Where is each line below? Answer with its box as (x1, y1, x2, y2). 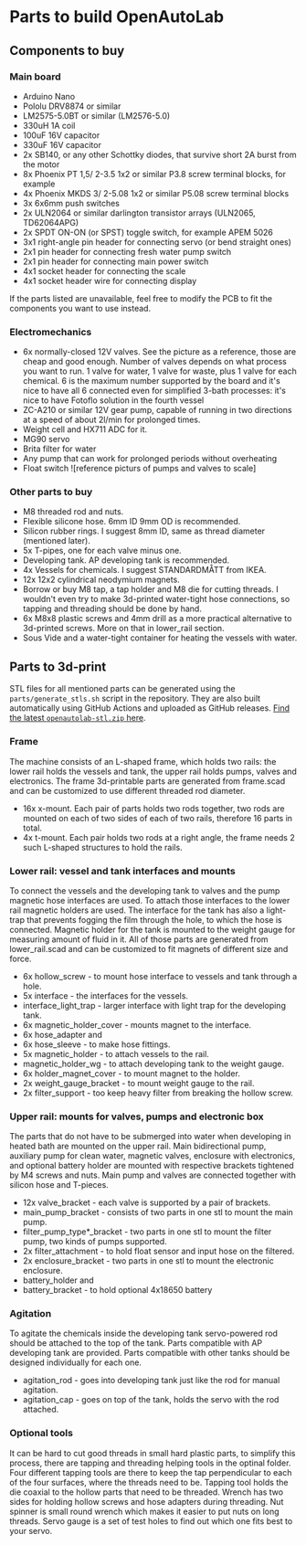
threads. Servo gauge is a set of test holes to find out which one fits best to (9, 1515, 293, 1527)
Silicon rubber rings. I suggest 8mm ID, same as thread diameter (22, 525, 266, 536)
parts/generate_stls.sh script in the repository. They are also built (9, 693, 261, 704)
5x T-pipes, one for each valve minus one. (22, 545, 182, 556)
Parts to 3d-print (9, 659, 107, 674)
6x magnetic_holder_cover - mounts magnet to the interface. (22, 1019, 252, 1030)
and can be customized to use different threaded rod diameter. (9, 785, 246, 796)
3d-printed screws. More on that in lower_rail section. (22, 623, 226, 634)
